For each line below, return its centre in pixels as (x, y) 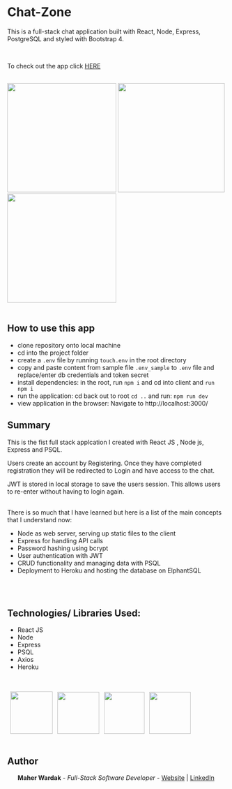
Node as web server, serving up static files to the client (96, 533)
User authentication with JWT (60, 555)
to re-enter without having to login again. (66, 491)
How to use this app (51, 329)
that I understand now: (40, 519)
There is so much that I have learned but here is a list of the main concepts (114, 512)
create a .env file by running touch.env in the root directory (102, 360)
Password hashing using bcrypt (63, 548)
